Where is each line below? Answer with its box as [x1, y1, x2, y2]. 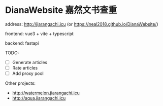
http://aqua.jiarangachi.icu [12, 95, 66, 101]
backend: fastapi [5, 40, 39, 46]
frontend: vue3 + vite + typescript [5, 31, 74, 36]
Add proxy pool [12, 71, 44, 76]
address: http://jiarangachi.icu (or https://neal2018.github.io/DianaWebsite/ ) [5, 21, 159, 27]
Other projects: [5, 80, 36, 86]
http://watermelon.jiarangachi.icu [12, 90, 80, 96]
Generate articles [12, 59, 48, 65]
